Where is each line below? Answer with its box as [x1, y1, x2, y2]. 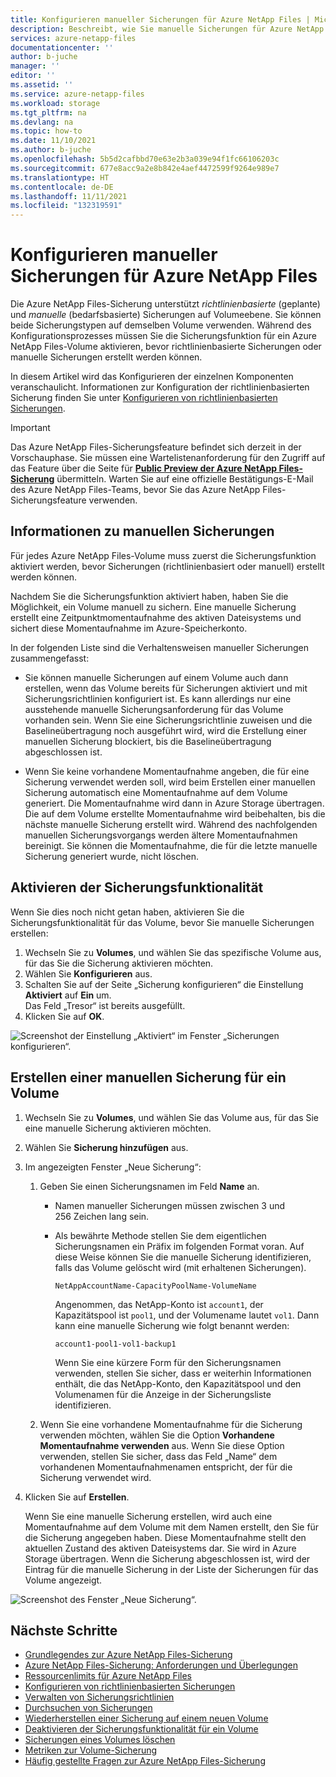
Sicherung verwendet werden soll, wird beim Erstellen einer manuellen [24, 776, 316, 788]
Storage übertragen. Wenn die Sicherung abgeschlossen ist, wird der [24, 1552, 311, 1565]
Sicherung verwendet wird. [39, 1471, 152, 1483]
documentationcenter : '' [10, 42, 114, 53]
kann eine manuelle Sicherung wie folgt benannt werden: [54, 1319, 290, 1331]
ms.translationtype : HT [10, 172, 110, 183]
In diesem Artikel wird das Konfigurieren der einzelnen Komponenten [10, 371, 294, 383]
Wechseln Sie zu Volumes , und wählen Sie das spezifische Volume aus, [24, 946, 322, 958]
